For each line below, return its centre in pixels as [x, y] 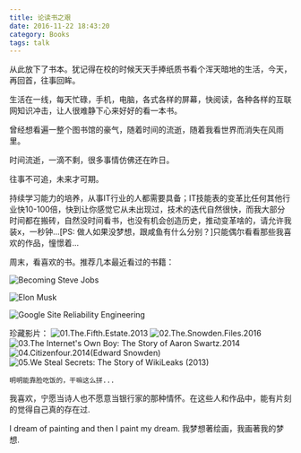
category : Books [39, 34]
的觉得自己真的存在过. [50, 410]
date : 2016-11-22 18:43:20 [60, 26]
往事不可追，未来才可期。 [56, 179]
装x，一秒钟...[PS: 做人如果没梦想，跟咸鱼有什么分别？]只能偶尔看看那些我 [146, 232]
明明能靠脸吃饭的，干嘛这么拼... [62, 381]
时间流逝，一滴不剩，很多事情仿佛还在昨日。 [92, 160]
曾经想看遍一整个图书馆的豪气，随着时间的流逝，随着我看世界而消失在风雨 [146, 130]
